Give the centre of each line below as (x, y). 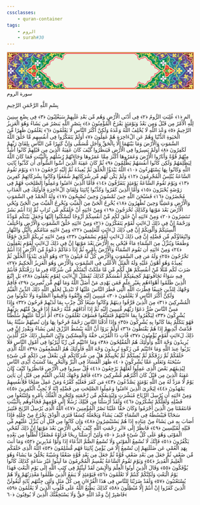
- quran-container (40, 19)
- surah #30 (31, 38)
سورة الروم (20, 94)
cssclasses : (21, 12)
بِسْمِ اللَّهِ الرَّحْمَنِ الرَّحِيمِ (33, 105)
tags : (13, 25)
